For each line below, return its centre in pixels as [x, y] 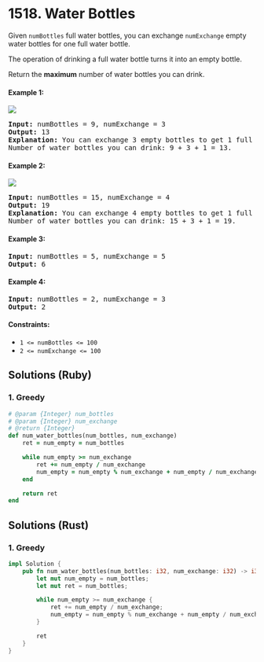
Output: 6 [27, 264]
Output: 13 [29, 132]
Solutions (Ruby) [50, 375]
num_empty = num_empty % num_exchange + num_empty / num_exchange [147, 472]
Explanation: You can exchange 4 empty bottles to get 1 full [130, 213]
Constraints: [29, 325]
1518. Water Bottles [72, 14]
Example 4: [27, 282]
